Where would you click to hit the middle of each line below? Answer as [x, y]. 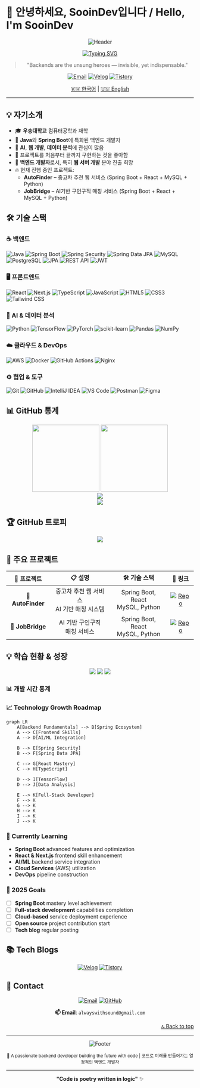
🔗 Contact [25, 986]
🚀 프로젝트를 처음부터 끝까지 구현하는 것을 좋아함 [71, 155]
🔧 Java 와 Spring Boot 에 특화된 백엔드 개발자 [68, 140]
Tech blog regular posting [47, 930]
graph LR [17, 722]
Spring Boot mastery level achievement [63, 903]
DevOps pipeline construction [51, 874]
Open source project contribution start [62, 923]
